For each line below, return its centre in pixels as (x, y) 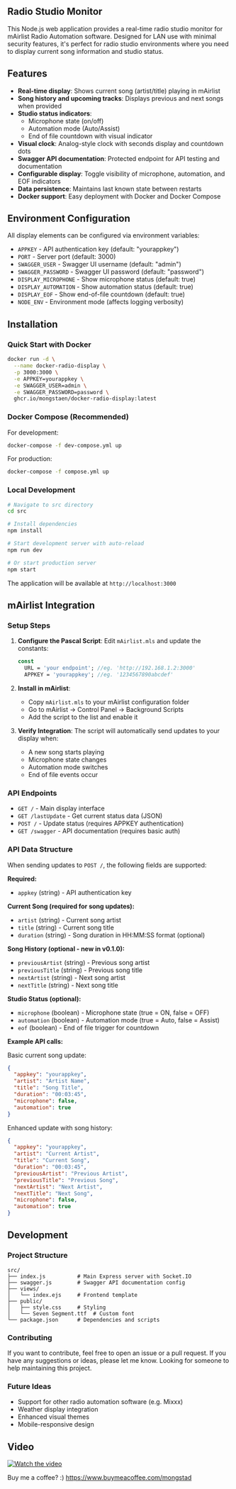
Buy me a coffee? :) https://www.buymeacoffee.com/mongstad (100, 1478)
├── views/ (23, 1289)
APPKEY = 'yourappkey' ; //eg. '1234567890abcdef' (99, 675)
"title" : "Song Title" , (49, 1088)
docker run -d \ (31, 359)
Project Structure (38, 1256)
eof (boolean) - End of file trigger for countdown (88, 1027)
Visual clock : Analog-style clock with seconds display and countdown (120, 143)
